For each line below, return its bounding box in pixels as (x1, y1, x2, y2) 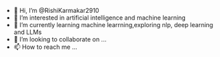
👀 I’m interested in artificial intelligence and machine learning (13, 14, 186, 22)
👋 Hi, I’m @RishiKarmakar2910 (13, 7, 99, 14)
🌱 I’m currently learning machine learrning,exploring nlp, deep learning (13, 21, 214, 28)
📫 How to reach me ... (13, 43, 77, 51)
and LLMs (13, 28, 42, 36)
